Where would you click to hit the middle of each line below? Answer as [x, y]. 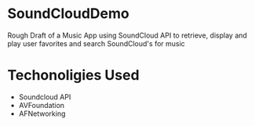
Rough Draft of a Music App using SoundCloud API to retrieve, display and [127, 35]
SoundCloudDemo [69, 14]
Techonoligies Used [73, 76]
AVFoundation [41, 105]
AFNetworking [42, 113]
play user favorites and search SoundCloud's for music [96, 43]
